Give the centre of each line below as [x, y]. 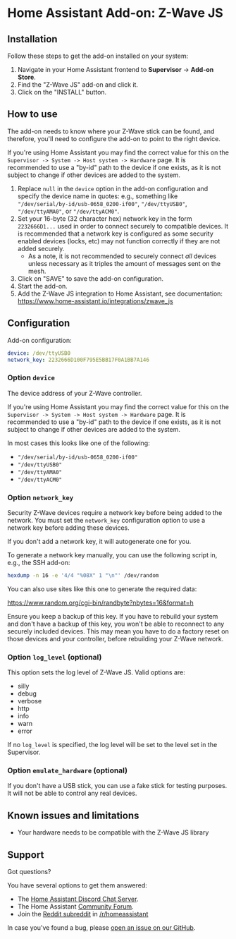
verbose [30, 701]
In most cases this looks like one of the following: [79, 443]
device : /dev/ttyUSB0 [39, 353]
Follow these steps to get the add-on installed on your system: [98, 56]
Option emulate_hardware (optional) [68, 770]
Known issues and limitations [73, 815]
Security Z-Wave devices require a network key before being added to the [115, 512]
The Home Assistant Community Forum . [75, 907]
